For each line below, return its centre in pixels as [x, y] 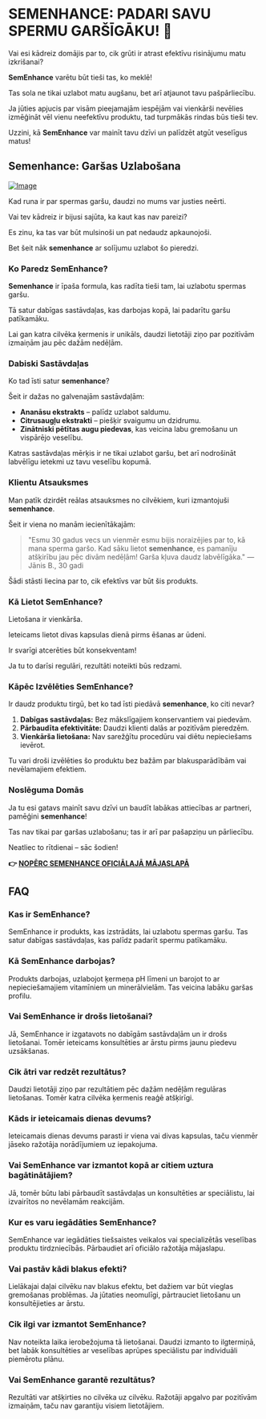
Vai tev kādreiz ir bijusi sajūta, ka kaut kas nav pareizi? [98, 217]
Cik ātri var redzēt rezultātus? [67, 1071]
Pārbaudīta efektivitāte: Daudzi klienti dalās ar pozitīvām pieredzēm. [135, 728]
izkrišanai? [26, 62]
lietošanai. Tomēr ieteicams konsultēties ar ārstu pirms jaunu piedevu [123, 1042]
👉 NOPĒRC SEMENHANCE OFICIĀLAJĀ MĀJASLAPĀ [99, 863]
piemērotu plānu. [36, 1359]
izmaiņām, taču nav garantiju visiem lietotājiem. [86, 1405]
